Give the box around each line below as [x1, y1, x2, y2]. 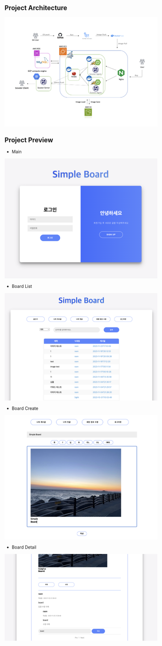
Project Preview [4, 136, 53, 144]
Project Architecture [4, 4, 67, 12]
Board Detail [11, 544, 37, 550]
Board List [11, 284, 32, 289]
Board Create [11, 405, 38, 411]
